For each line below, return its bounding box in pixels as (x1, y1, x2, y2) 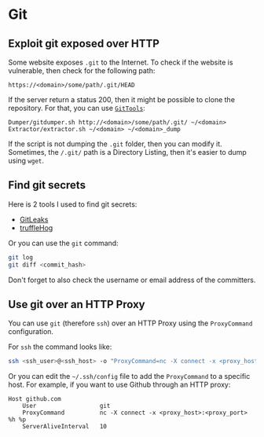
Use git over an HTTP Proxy (8, 297, 145, 311)
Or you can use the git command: (8, 238, 119, 248)
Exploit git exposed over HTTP (8, 37, 159, 50)
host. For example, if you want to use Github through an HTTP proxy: (8, 380, 231, 390)
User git (22, 402, 111, 410)
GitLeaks (19, 215, 49, 224)
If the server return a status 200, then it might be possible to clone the (8, 95, 236, 104)
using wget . (8, 156, 45, 165)
